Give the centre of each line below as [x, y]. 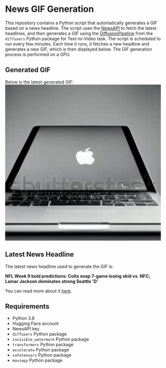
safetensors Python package [42, 355]
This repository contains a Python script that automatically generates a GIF [81, 23]
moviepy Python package [37, 361]
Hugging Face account [36, 323]
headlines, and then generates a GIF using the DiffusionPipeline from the [79, 33]
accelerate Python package [41, 350]
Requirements [27, 306]
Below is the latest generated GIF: [40, 82]
